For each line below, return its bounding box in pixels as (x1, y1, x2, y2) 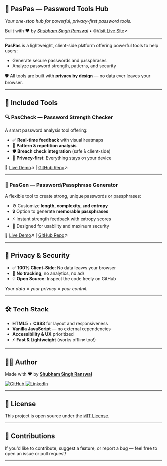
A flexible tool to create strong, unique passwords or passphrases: (5, 193, 142, 199)
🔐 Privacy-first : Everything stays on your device (12, 155, 112, 161)
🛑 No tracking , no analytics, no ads (12, 270, 85, 276)
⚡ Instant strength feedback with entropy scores (12, 216, 111, 222)
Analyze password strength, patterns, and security (12, 63, 116, 69)
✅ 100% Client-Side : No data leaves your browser (12, 264, 116, 271)
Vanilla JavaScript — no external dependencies (12, 326, 111, 332)
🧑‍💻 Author (5, 358, 38, 366)
